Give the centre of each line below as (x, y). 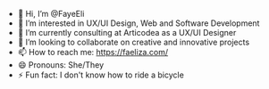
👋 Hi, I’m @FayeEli (51, 14)
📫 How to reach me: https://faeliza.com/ (92, 52)
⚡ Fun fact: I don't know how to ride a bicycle (101, 75)
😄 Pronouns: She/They (61, 65)
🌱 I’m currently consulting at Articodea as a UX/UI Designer (127, 32)
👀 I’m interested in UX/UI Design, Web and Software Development (139, 23)
